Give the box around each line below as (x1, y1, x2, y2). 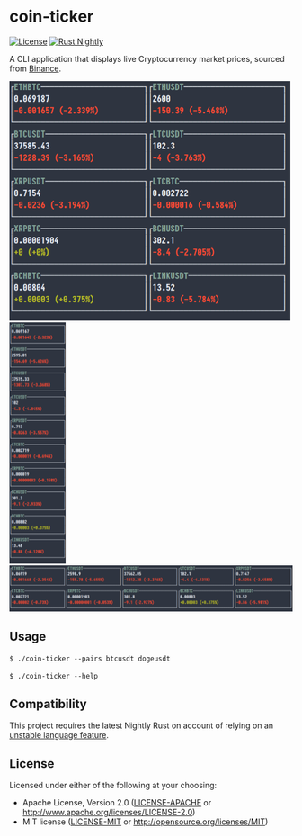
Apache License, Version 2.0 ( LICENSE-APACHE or (22, 797, 212, 808)
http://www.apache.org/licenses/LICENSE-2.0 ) (22, 807, 196, 818)
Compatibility (9, 696, 87, 712)
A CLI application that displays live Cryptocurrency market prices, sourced (9, 53, 285, 64)
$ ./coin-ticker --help (9, 672, 99, 681)
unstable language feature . (9, 730, 110, 741)
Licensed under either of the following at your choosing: (9, 780, 218, 791)
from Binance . (9, 63, 61, 74)
